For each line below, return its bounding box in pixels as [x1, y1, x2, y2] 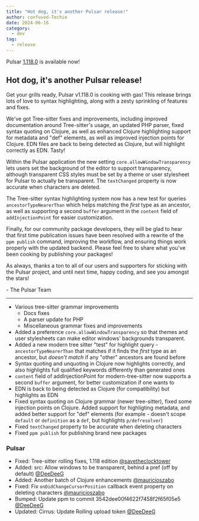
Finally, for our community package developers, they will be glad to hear [6, 225, 182, 232]
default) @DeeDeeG [14, 470, 64, 477]
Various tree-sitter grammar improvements [14, 303, 119, 310]
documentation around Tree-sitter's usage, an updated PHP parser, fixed [6, 121, 184, 128]
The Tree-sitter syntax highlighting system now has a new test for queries [6, 195, 187, 202]
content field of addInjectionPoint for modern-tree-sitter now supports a [14, 372, 191, 380]
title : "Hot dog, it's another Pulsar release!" [6, 8, 129, 15]
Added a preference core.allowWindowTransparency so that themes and [14, 328, 188, 335]
